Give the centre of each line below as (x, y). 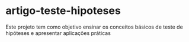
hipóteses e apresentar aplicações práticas (58, 33)
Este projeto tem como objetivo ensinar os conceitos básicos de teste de (94, 27)
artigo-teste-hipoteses (63, 11)
